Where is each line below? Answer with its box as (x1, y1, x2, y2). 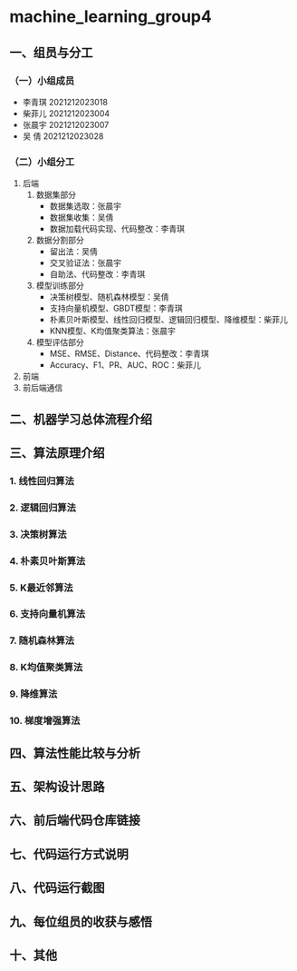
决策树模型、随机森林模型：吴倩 (49, 292, 169, 302)
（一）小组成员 (9, 74, 75, 87)
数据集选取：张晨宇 (49, 201, 122, 212)
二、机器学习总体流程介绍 (9, 411, 152, 427)
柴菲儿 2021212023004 (22, 107, 110, 119)
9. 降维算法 (9, 688, 58, 700)
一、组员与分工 (9, 45, 93, 60)
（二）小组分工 (9, 155, 75, 168)
